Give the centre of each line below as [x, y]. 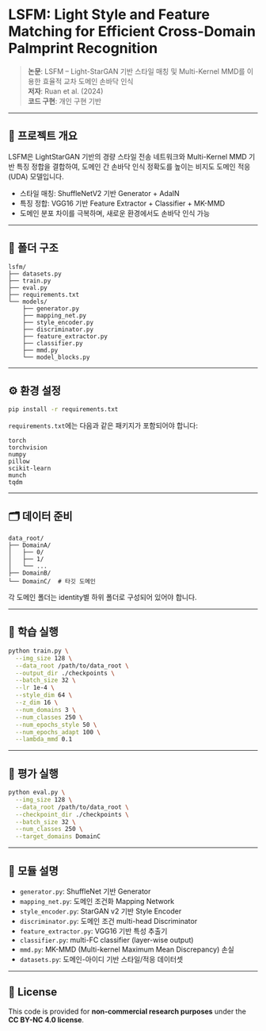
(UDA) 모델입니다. [36, 176]
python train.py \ [38, 651]
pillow [19, 462]
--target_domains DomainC [58, 837]
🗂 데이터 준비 [40, 516]
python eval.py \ [37, 792]
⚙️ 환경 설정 [35, 390]
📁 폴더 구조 [34, 248]
